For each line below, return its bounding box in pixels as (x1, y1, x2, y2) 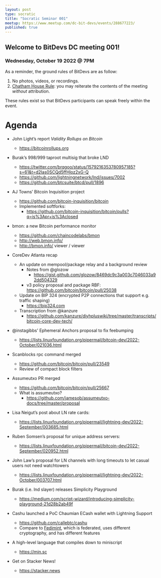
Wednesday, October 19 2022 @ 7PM (5, 58, 94, 64)
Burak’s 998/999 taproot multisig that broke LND (12, 155, 109, 160)
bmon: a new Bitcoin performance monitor (12, 223, 97, 229)
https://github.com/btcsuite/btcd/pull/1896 (19, 179, 104, 185)
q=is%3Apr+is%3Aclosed (26, 214, 78, 219)
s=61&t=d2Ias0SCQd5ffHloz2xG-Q (19, 169, 89, 175)
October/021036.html (19, 342, 62, 348)
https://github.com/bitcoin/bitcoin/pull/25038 (26, 287, 117, 293)
